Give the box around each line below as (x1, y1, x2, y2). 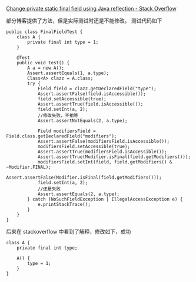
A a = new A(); (27, 65, 65, 71)
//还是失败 (37, 186, 61, 192)
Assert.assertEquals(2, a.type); (37, 191, 119, 197)
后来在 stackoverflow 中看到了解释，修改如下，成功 (6, 228, 131, 235)
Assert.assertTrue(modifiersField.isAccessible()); (37, 149, 167, 155)
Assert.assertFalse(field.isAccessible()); (37, 91, 146, 97)
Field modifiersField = (37, 128, 96, 134)
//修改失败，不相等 (37, 113, 78, 119)
